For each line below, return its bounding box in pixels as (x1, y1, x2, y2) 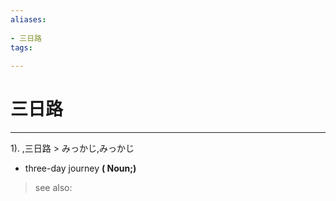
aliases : (10, 14, 47, 25)
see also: (34, 182, 73, 194)
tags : (10, 42, 33, 53)
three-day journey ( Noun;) (24, 162, 137, 175)
